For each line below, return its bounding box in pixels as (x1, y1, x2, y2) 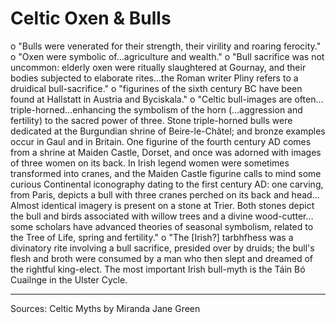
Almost (10, 199, 40, 211)
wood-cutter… (254, 210, 314, 222)
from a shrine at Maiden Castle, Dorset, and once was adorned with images (10, 146, 322, 158)
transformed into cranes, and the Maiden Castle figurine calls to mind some (10, 167, 322, 179)
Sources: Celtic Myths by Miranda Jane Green (10, 302, 201, 314)
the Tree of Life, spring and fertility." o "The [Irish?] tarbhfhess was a (10, 231, 294, 243)
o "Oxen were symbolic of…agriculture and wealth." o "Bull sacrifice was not (10, 50, 325, 62)
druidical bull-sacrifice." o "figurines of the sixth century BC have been (10, 82, 303, 94)
